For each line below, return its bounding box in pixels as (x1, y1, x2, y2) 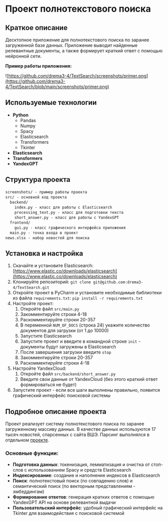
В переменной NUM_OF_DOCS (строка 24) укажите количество (20, 322, 150, 328)
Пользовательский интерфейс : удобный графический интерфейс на (12, 505, 163, 511)
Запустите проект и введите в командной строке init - (20, 338, 141, 344)
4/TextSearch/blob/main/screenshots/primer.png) (5, 84, 110, 90)
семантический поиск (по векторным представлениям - (12, 483, 136, 489)
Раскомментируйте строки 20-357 (20, 317, 95, 323)
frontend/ (10, 220, 30, 225)
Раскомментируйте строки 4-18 (20, 360, 90, 366)
